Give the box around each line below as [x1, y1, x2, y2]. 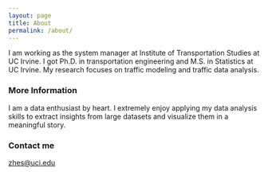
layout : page [8, 11, 52, 20]
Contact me [8, 140, 55, 151]
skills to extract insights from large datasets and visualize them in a [8, 111, 229, 121]
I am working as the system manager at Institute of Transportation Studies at [8, 49, 260, 58]
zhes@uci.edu [8, 157, 56, 167]
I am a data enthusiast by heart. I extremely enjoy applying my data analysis [8, 103, 258, 112]
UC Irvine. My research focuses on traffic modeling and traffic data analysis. [8, 65, 259, 75]
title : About [8, 19, 52, 27]
